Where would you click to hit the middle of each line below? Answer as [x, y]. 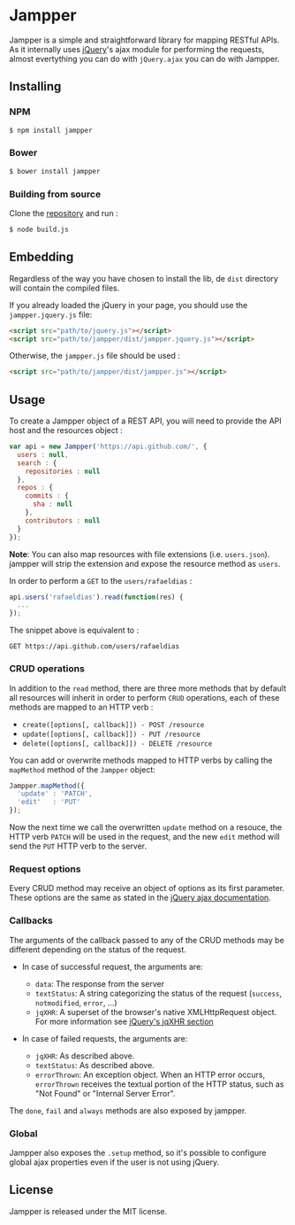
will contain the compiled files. [64, 288]
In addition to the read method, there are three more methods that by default [148, 688]
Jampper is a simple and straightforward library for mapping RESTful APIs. [144, 40]
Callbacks [31, 920]
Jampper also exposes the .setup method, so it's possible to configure [138, 1152]
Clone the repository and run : [64, 213]
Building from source [55, 194]
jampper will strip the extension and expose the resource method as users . [145, 563]
